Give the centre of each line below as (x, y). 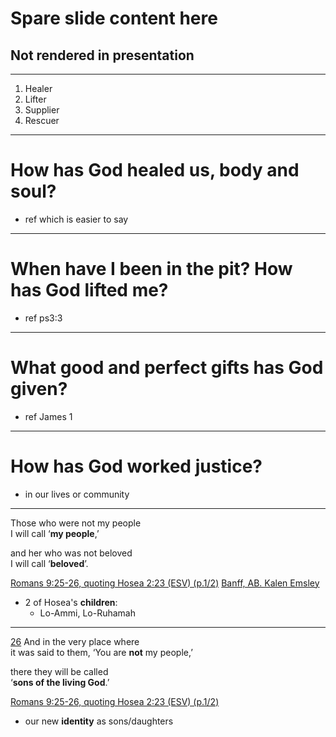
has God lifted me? (89, 290)
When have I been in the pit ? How (151, 269)
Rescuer (42, 120)
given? (39, 389)
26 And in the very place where (75, 641)
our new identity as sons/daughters (99, 721)
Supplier (42, 110)
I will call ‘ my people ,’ (55, 533)
